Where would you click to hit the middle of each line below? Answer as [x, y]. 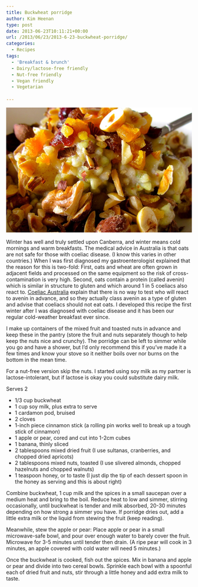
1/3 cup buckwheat [38, 400]
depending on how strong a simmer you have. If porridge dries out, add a [95, 512]
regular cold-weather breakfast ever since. [58, 317]
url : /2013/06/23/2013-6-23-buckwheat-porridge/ [67, 37]
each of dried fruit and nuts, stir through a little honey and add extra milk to [97, 572]
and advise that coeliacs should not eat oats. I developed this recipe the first [99, 305]
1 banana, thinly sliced [42, 444]
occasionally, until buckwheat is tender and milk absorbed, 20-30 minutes [96, 506]
